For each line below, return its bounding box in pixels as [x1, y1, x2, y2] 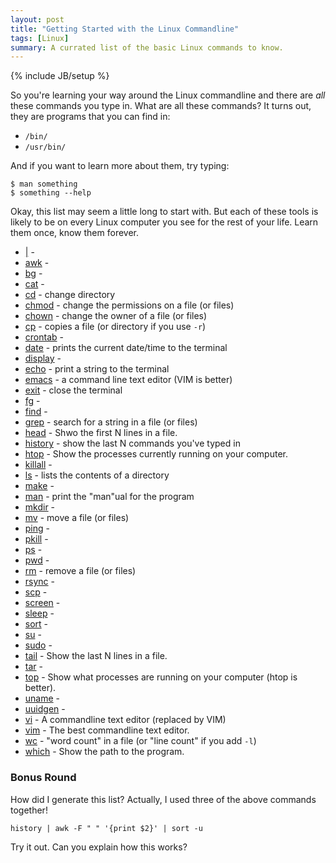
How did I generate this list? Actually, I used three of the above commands [10, 793, 317, 805]
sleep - [24, 607, 55, 620]
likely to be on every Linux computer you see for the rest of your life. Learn [10, 216, 319, 228]
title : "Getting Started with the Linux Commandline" [10, 24, 240, 34]
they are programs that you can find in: [10, 111, 171, 123]
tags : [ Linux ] [10, 33, 70, 43]
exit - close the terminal [24, 384, 123, 396]
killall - [24, 459, 53, 471]
